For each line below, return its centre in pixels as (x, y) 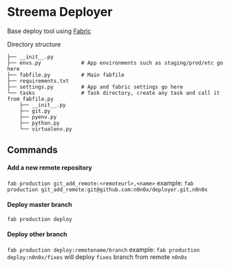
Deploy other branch (37, 234)
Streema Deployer (60, 12)
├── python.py (40, 123)
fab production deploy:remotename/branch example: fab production (104, 249)
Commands (33, 150)
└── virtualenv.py (46, 129)
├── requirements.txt (38, 81)
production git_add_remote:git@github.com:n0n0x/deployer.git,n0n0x (107, 190)
